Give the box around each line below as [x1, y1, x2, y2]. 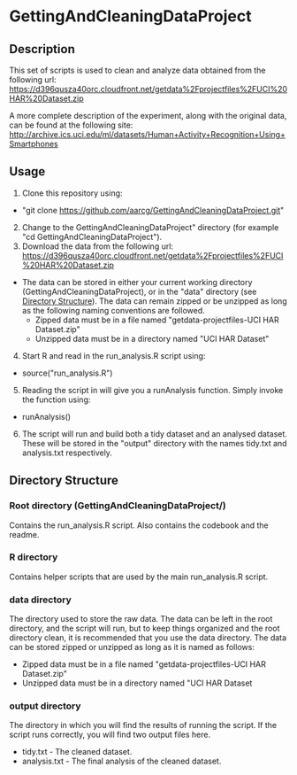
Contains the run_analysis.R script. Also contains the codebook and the [9, 520, 269, 531]
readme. [9, 529, 40, 539]
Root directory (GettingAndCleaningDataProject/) [9, 500, 227, 512]
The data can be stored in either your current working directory [21, 276, 253, 287]
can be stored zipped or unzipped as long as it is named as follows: [9, 642, 255, 653]
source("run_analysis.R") [21, 368, 113, 378]
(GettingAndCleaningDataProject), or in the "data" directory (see [21, 286, 257, 297]
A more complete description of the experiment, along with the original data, [9, 111, 287, 120]
